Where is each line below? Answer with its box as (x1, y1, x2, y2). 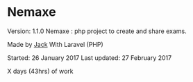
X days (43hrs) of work (7, 67, 74, 75)
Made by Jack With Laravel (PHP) (7, 40, 104, 48)
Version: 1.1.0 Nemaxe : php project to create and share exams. (7, 27, 187, 35)
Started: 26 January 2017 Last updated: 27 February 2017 (7, 53, 172, 62)
